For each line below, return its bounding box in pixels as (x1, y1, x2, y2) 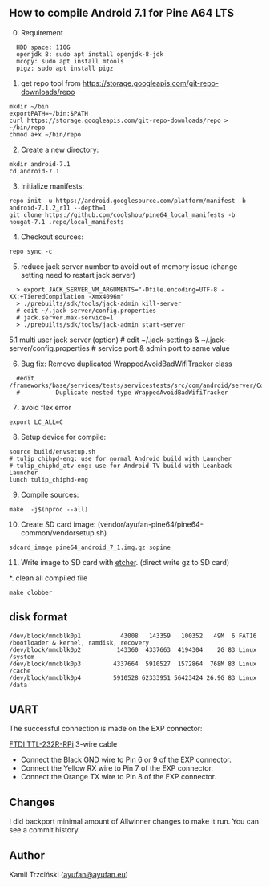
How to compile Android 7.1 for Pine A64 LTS (9, 6, 235, 20)
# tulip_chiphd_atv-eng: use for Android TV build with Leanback (9, 462, 232, 470)
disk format (9, 610, 68, 625)
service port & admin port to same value (97, 343, 231, 352)
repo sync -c (9, 247, 53, 255)
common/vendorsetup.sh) (20, 527, 107, 537)
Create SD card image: (20, 519, 96, 529)
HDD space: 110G (16, 43, 71, 51)
